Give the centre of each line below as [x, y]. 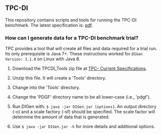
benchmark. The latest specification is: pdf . [49, 25]
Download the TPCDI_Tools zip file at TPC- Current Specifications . [80, 69]
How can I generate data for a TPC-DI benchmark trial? [72, 38]
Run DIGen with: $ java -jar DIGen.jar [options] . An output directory [84, 107]
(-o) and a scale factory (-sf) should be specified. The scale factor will [83, 112]
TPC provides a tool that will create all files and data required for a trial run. [81, 49]
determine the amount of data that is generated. [61, 117]
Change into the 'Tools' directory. [46, 87]
